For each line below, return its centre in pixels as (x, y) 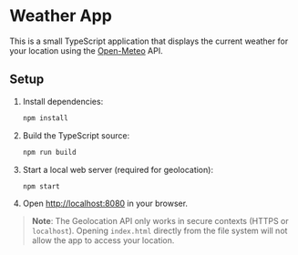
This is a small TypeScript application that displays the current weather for (149, 41)
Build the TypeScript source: (76, 135)
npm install (45, 118)
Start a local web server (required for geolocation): (118, 169)
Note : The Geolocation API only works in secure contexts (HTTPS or (160, 221)
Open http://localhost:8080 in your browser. (105, 204)
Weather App (61, 16)
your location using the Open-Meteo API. (86, 50)
